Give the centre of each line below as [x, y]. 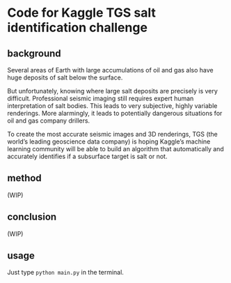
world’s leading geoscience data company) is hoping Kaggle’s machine [109, 141]
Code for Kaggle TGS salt [82, 13]
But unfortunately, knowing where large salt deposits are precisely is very [112, 91]
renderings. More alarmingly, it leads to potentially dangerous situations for [115, 113]
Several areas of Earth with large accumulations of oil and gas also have [110, 70]
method [24, 178]
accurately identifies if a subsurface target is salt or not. [87, 156]
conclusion [32, 217]
